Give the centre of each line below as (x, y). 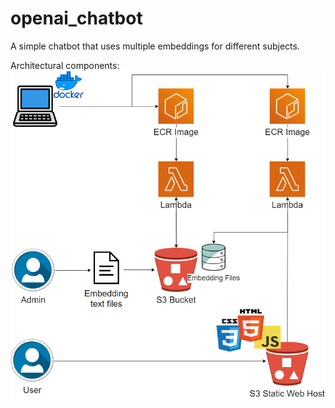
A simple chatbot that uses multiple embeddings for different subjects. (155, 46)
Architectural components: (65, 65)
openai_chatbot (76, 18)
